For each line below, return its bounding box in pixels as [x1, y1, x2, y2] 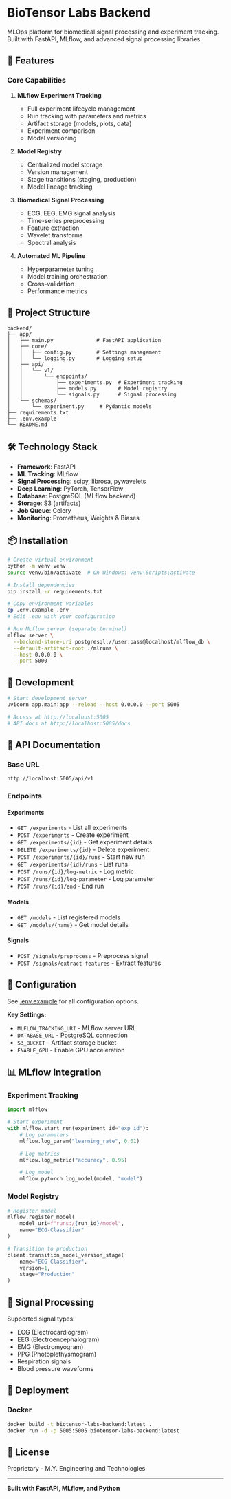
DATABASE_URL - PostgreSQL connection [16, 1031, 129, 1039]
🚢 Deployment [7, 1385, 69, 1396]
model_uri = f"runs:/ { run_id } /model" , [19, 1220, 125, 1227]
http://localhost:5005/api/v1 [7, 776, 94, 783]
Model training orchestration [27, 272, 108, 280]
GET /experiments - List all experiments [16, 824, 129, 832]
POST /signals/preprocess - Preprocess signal [16, 951, 148, 959]
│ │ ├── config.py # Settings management [7, 349, 162, 356]
